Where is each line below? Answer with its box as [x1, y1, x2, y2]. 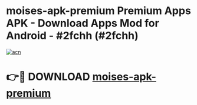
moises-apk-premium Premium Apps [6, 4, 192, 18]
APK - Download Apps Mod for [6, 16, 159, 30]
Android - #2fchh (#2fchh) [6, 29, 139, 42]
